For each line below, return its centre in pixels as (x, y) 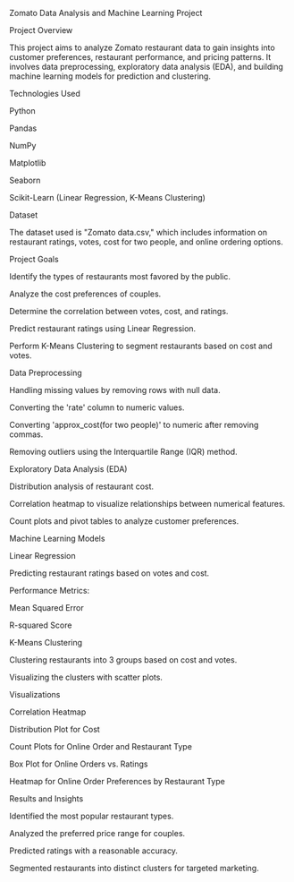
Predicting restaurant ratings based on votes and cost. (109, 573)
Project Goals (34, 259)
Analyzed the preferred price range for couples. (97, 833)
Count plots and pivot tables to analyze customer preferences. (124, 521)
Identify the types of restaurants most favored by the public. (120, 276)
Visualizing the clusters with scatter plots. (86, 677)
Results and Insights (46, 799)
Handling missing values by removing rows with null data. (115, 390)
